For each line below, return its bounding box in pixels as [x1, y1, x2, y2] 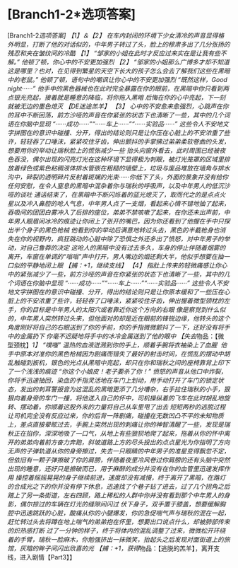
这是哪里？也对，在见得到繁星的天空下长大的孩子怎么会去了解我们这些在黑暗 [7, 66, 230, 75]
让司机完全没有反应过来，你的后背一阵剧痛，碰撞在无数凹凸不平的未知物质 [7, 411, 224, 419]
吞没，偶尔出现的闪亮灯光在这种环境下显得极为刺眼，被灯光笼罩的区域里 [13, 155, 224, 163]
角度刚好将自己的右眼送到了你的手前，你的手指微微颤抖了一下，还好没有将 [7, 323, 224, 331]
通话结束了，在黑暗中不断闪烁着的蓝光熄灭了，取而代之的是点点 [33, 190, 220, 199]
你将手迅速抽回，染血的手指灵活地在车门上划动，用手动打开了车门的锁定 [7, 376, 218, 384]
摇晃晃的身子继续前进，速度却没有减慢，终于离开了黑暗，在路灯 [40, 473, 226, 482]
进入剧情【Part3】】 [19, 552, 76, 561]
